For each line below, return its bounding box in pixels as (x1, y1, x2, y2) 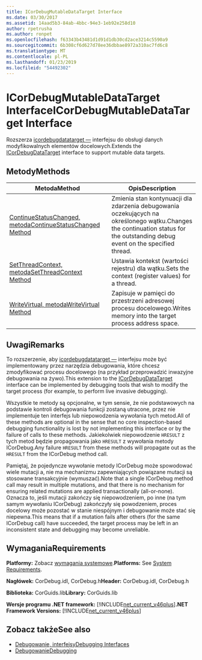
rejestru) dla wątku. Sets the (111, 264, 189, 273)
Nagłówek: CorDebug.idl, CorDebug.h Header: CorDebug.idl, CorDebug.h (6, 577, 189, 584)
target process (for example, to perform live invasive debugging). (6, 387, 168, 395)
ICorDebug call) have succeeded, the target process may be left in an (6, 519, 179, 526)
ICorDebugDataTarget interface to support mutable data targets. (6, 149, 165, 156)
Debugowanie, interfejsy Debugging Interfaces (14, 640, 130, 647)
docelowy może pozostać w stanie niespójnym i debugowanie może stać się (6, 507, 195, 514)
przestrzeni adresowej (111, 297, 174, 305)
